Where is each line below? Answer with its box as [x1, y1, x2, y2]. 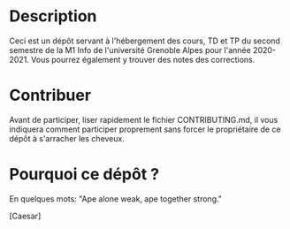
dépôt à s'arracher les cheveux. [9, 133, 126, 143]
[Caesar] [9, 210, 42, 221]
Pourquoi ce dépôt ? [9, 164, 160, 185]
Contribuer [9, 86, 91, 105]
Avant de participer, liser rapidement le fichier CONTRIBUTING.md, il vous [9, 114, 279, 125]
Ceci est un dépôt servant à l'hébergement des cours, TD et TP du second [9, 35, 281, 46]
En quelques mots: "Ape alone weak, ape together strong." [9, 193, 223, 204]
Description [9, 6, 97, 27]
